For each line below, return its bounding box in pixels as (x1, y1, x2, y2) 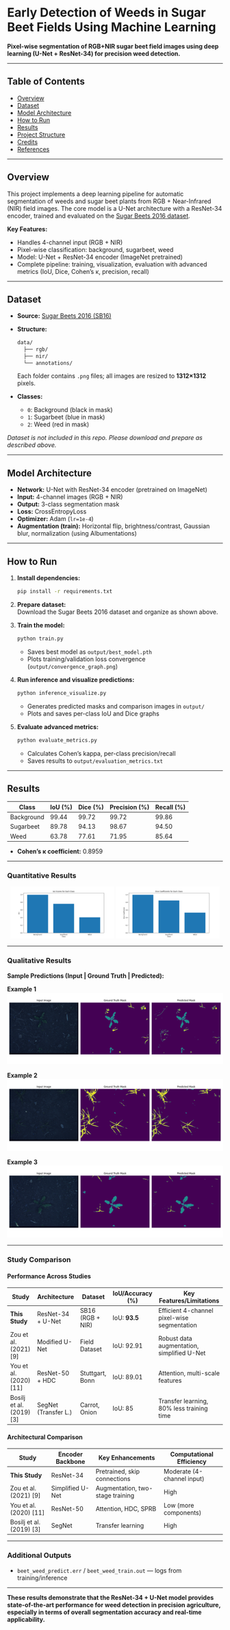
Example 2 (7, 1071, 38, 1079)
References (16, 145, 50, 153)
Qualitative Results (7, 956, 72, 965)
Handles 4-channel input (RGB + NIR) (16, 238, 123, 246)
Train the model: (16, 621, 65, 629)
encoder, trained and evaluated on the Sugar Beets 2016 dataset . (7, 211, 190, 220)
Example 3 (7, 1158, 38, 1167)
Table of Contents (7, 76, 86, 87)
